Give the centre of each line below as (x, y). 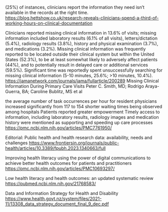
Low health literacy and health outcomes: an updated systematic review (79, 178)
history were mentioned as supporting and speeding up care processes (79, 123)
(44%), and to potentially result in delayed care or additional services (77, 65)
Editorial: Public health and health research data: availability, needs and (79, 138)
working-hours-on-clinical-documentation (49, 23)
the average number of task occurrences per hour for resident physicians (81, 101)
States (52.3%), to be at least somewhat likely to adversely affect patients (81, 59)
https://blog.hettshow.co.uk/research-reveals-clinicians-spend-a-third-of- (82, 18)
